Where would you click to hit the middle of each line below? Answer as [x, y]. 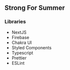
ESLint [18, 63]
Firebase [20, 37]
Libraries [15, 22]
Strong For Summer [35, 8]
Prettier [19, 58]
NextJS [19, 32]
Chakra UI [22, 42]
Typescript [22, 53]
